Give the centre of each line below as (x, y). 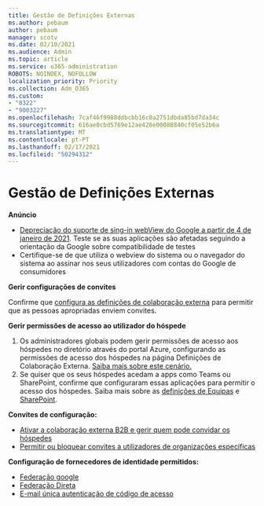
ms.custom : (26, 96)
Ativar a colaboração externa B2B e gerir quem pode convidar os (125, 430)
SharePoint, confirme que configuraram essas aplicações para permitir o (137, 383)
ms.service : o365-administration (63, 67)
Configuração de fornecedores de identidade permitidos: (103, 462)
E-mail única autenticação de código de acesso (97, 494)
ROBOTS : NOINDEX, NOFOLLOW (52, 74)
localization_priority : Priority (63, 81)
